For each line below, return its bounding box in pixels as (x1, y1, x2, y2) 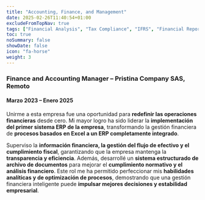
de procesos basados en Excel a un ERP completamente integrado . (6, 129, 179, 137)
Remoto (6, 81, 31, 90)
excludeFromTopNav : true (6, 20, 70, 26)
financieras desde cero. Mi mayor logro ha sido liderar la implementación (6, 117, 193, 124)
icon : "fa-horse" (6, 49, 51, 55)
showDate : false (6, 43, 48, 49)
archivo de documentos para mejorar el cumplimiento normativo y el (6, 160, 183, 168)
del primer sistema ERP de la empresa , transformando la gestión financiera (6, 123, 197, 131)
